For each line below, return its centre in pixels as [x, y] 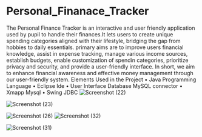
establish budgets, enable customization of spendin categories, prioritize [97, 60]
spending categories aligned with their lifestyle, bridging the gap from [93, 41]
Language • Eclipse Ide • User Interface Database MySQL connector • [95, 85]
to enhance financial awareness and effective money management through [100, 73]
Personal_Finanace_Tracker [78, 11]
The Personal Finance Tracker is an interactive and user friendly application [101, 28]
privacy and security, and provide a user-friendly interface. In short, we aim [101, 66]
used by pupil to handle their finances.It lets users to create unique [90, 34]
